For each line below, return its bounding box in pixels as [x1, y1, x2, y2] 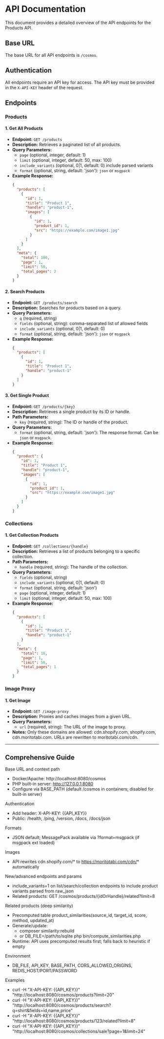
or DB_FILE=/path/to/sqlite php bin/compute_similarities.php [19, 933, 141, 939]
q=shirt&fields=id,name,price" [12, 1008, 73, 1014]
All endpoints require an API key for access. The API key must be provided [5, 79, 155, 85]
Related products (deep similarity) [5, 903, 73, 909]
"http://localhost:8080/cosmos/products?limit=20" [12, 992, 115, 998]
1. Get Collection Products [5, 532, 59, 538]
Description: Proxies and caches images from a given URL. [12, 714, 132, 719]
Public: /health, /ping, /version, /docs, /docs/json [12, 816, 111, 821]
